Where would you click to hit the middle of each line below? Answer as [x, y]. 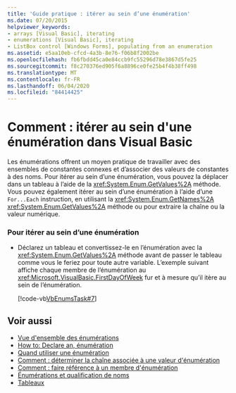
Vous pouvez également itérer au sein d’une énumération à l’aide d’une [110, 192]
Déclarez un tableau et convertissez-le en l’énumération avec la [110, 248]
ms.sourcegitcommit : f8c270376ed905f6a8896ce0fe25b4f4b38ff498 [102, 66]
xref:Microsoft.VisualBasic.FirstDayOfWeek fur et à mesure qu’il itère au [122, 277]
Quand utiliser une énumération [63, 353]
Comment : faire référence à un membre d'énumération [98, 368]
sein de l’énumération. [50, 285]
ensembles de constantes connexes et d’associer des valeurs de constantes [118, 169]
